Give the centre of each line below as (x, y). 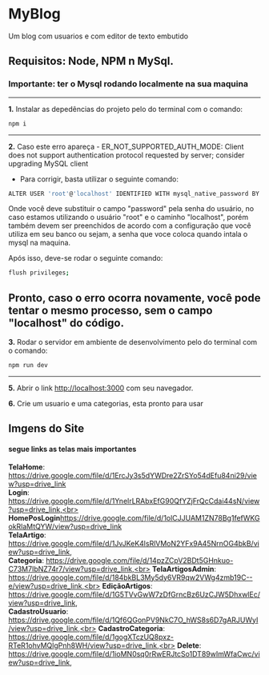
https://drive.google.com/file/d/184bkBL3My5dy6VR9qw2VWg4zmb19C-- (131, 577)
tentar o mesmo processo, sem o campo (110, 310)
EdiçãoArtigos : (127, 585)
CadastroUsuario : (38, 611)
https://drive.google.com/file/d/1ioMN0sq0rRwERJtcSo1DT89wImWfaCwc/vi (134, 653)
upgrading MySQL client (48, 163)
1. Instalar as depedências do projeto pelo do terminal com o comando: (125, 109)
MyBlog (35, 14)
